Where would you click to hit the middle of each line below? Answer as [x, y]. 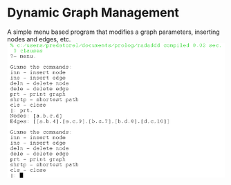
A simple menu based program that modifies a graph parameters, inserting [113, 32]
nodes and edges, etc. [39, 39]
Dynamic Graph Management [93, 13]
